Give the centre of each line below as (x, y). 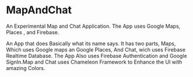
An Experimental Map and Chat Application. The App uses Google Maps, (93, 26)
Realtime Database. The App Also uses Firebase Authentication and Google (97, 56)
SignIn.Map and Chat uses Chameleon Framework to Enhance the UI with (94, 62)
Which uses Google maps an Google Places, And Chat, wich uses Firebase (96, 49)
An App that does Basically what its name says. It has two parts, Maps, (91, 43)
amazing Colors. (26, 68)
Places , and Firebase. (33, 32)
